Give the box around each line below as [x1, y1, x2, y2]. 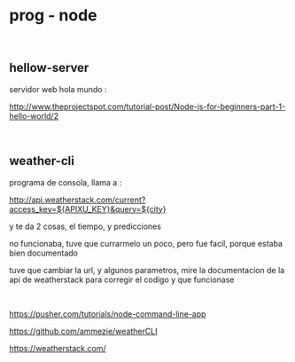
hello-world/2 [9, 110, 59, 121]
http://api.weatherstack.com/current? [9, 194, 146, 205]
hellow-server [9, 60, 89, 75]
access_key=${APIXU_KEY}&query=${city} [9, 203, 167, 214]
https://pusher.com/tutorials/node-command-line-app [9, 308, 206, 319]
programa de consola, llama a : [9, 177, 122, 187]
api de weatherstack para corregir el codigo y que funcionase [9, 274, 235, 285]
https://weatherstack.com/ [9, 342, 106, 353]
